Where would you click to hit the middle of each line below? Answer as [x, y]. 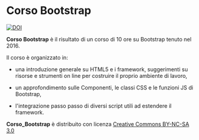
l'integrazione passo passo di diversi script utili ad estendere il [93, 106]
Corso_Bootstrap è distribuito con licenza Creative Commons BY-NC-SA [98, 124]
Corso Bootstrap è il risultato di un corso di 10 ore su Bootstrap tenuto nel [99, 39]
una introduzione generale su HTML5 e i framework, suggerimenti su [101, 69]
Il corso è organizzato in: [37, 57]
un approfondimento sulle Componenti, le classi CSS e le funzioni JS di [104, 87]
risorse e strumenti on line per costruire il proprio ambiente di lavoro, [101, 75]
